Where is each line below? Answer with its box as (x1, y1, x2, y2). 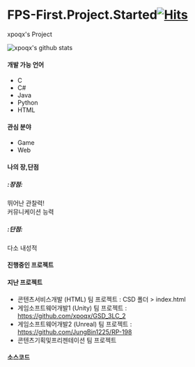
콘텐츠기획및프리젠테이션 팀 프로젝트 (17, 336, 117, 344)
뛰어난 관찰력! (7, 198, 45, 207)
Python (17, 98, 38, 107)
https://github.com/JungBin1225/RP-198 (17, 327, 132, 336)
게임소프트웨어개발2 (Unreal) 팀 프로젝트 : (17, 320, 132, 328)
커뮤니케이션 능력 (7, 208, 54, 216)
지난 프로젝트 (7, 279, 43, 287)
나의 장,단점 (7, 162, 40, 171)
